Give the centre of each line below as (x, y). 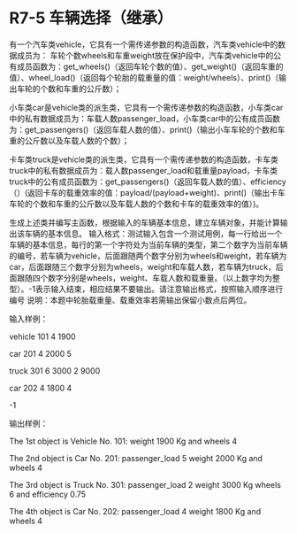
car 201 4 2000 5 (41, 353)
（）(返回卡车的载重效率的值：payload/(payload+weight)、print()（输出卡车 (147, 192)
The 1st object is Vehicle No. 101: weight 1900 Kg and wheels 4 (123, 441)
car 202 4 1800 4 (41, 388)
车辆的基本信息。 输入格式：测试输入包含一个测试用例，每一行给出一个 (153, 233)
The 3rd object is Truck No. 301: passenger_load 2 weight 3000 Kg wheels (145, 484)
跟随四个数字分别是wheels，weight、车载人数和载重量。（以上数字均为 (145, 278)
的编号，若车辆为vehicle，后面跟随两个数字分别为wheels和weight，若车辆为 (148, 255)
